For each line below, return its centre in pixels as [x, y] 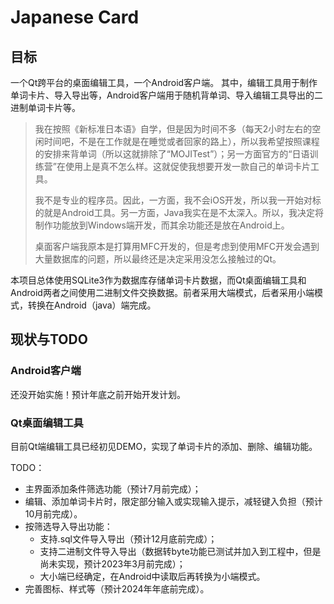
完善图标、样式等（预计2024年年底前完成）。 [117, 588]
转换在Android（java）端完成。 [92, 305]
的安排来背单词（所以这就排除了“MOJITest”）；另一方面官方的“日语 [172, 154]
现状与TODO [49, 339]
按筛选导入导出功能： [68, 526]
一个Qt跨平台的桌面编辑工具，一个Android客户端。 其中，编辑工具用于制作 [164, 82]
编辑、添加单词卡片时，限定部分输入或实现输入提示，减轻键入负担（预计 [173, 501]
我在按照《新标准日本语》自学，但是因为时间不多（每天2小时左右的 [173, 129]
